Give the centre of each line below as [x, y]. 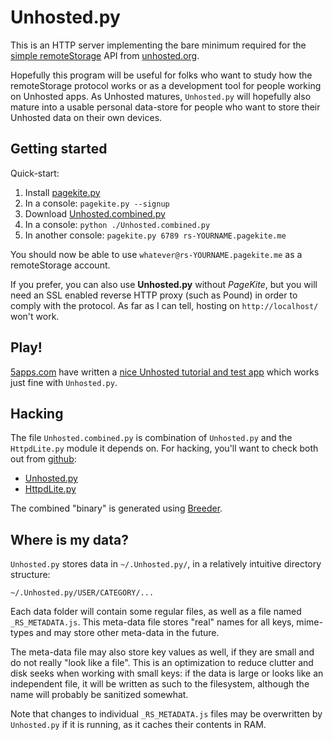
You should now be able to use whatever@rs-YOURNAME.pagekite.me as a [156, 254]
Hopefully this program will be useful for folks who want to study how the [161, 75]
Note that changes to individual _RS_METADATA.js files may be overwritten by [166, 714]
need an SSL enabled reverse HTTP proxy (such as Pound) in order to [154, 295]
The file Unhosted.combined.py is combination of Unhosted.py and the [151, 438]
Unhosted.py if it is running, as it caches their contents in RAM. [138, 725]
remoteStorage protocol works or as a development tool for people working [166, 85]
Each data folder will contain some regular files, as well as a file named [156, 612]
